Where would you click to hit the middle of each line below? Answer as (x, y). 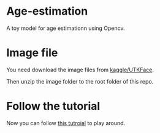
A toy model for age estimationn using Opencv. (66, 28)
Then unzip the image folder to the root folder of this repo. (80, 81)
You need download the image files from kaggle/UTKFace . (80, 70)
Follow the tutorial (53, 106)
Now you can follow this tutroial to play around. (66, 123)
